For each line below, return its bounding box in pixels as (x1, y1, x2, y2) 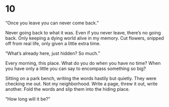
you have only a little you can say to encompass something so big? (5, 65, 147, 72)
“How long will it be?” (5, 96, 51, 102)
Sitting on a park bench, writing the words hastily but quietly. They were (5, 75, 157, 81)
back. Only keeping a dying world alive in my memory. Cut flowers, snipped (5, 35, 164, 41)
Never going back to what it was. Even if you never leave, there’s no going (5, 29, 161, 35)
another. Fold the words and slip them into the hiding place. (5, 86, 130, 92)
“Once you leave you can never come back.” (5, 20, 99, 26)
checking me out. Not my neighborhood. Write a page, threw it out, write (5, 81, 158, 87)
